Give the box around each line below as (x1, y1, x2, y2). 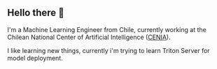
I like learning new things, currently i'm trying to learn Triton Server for (7, 46, 210, 54)
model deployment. (7, 54, 63, 62)
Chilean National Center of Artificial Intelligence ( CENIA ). (7, 33, 171, 41)
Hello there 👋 (7, 7, 65, 19)
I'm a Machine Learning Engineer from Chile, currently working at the (7, 25, 206, 33)
